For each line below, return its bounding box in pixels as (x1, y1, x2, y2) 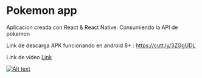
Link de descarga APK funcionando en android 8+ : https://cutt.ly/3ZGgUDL (6, 42, 196, 49)
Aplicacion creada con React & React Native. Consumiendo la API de (6, 24, 178, 31)
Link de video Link (6, 53, 52, 60)
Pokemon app (6, 4, 77, 18)
